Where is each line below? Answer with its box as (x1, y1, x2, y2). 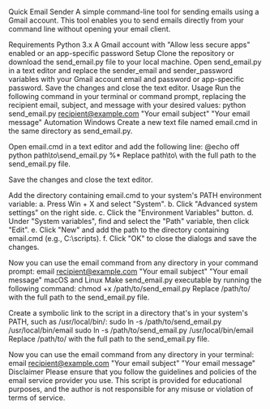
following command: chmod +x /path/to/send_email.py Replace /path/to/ (8, 284, 251, 293)
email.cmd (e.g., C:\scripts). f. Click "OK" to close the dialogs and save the (8, 234, 257, 243)
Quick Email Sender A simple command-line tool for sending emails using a (8, 7, 259, 16)
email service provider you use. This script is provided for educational (8, 376, 242, 385)
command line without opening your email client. (8, 24, 171, 33)
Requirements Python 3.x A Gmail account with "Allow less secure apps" (8, 40, 251, 50)
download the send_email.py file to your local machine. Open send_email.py (8, 57, 262, 67)
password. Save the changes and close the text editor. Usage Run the (8, 83, 242, 93)
